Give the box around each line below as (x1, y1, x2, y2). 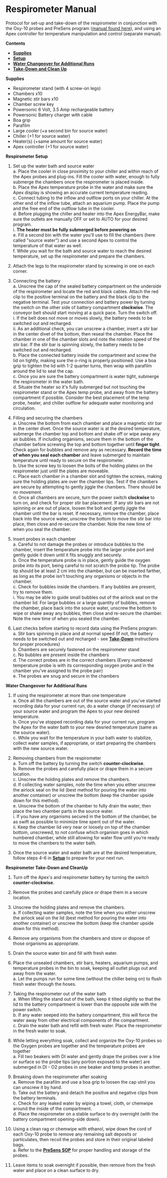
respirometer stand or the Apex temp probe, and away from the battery (12, 389, 159, 395)
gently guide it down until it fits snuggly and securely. (12, 552, 122, 558)
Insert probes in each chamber (12, 536, 76, 542)
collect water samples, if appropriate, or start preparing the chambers (12, 740, 156, 746)
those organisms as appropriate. (12, 940, 80, 946)
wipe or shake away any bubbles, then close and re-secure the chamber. (12, 610, 163, 616)
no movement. (12, 489, 43, 495)
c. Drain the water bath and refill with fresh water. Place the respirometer (12, 1022, 162, 1028)
